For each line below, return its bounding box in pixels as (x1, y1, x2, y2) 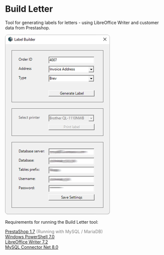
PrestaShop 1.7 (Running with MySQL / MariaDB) (5, 229, 103, 234)
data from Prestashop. (5, 24, 50, 30)
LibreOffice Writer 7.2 (5, 239, 48, 245)
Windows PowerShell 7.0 (5, 233, 55, 239)
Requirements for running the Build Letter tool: (5, 219, 99, 225)
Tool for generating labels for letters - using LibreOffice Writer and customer (5, 20, 159, 25)
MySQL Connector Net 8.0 (5, 244, 59, 250)
